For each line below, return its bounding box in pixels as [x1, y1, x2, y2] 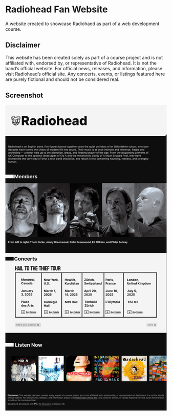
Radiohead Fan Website [5, 4, 109, 15]
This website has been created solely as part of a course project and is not [5, 54, 163, 60]
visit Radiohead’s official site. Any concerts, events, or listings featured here [5, 71, 165, 77]
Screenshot [5, 91, 44, 100]
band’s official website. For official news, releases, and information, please [5, 65, 163, 71]
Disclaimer [5, 41, 40, 50]
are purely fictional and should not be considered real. [5, 76, 119, 82]
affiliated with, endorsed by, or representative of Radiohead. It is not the [5, 60, 157, 66]
